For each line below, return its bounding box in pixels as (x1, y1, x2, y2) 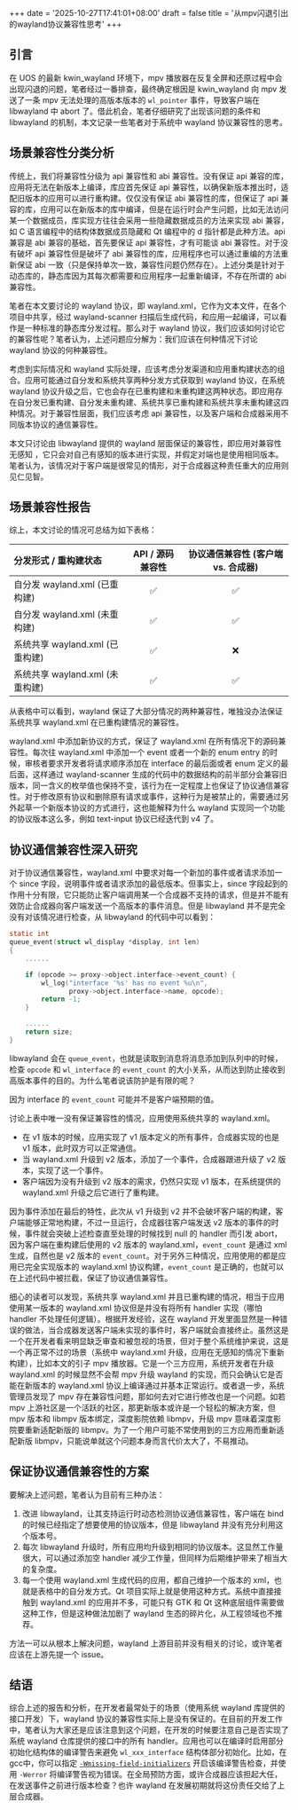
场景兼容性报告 (9, 500, 91, 515)
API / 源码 (132, 548, 175, 561)
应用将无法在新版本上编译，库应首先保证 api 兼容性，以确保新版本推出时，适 (9, 181, 289, 193)
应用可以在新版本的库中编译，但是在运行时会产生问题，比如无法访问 (39, 203, 289, 215)
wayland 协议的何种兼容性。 (9, 344, 113, 355)
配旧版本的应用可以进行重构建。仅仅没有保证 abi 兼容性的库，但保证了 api (9, 193, 279, 203)
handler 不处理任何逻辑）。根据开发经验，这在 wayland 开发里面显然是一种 (9, 1313, 280, 1324)
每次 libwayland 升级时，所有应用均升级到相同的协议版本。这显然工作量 (21, 1541, 284, 1552)
